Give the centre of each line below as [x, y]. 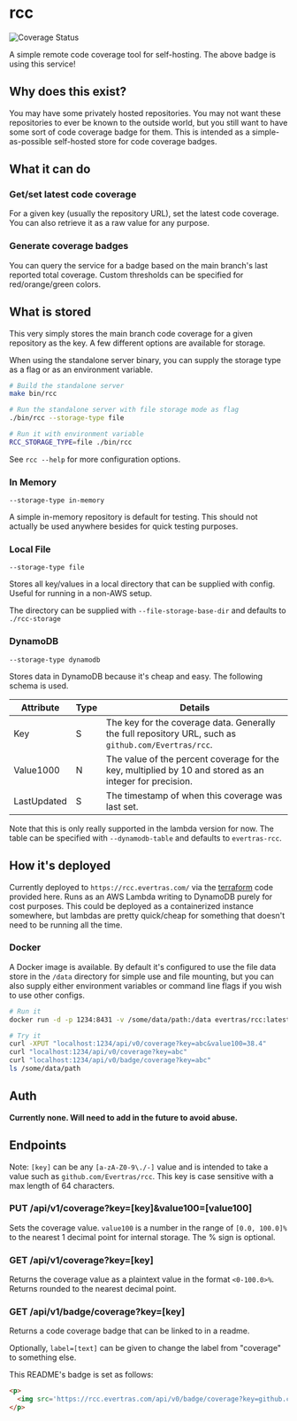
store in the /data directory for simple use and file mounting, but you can [141, 976]
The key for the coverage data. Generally [190, 722]
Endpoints [38, 1145]
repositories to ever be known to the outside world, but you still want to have [148, 122]
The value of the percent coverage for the [193, 758]
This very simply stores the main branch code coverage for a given [131, 333]
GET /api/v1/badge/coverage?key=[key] [97, 1312]
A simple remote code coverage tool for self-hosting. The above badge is [143, 54]
